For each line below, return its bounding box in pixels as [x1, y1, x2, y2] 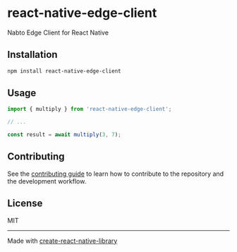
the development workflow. [7, 176, 87, 185]
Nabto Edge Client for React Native [7, 28, 109, 37]
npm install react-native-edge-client [7, 67, 121, 75]
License [7, 198, 43, 210]
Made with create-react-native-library [7, 236, 118, 245]
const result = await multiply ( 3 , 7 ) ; [7, 131, 121, 138]
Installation [7, 49, 58, 61]
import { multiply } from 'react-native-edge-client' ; [7, 106, 172, 113]
